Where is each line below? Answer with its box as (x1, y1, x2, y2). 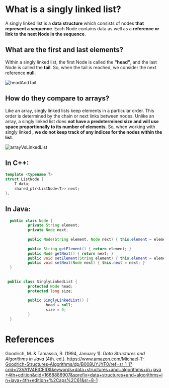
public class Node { (10, 218, 53, 223)
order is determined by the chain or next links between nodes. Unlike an (5, 113, 154, 119)
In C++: (5, 158, 29, 167)
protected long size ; (27, 289, 73, 294)
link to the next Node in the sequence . (5, 31, 87, 37)
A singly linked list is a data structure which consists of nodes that (5, 20, 144, 26)
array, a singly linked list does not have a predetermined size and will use (5, 118, 159, 124)
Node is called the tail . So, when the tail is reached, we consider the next (5, 64, 157, 70)
